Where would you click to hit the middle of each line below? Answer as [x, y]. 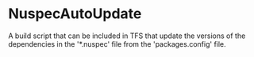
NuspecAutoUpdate [75, 14]
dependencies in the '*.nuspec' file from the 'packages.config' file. [117, 44]
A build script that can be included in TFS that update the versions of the [127, 36]
